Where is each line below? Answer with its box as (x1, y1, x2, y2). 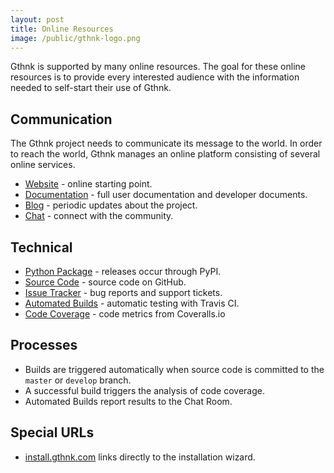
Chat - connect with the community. (24, 210, 174, 222)
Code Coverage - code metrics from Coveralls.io (24, 308, 226, 320)
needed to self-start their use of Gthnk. (10, 82, 172, 94)
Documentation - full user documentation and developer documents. (24, 189, 308, 201)
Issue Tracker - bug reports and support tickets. (24, 287, 223, 298)
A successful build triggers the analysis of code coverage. (24, 384, 265, 396)
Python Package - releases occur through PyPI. (24, 266, 222, 277)
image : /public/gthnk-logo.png (10, 33, 141, 43)
